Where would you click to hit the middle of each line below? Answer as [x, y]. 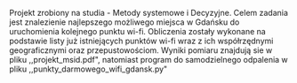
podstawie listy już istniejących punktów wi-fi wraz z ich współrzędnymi [141, 41]
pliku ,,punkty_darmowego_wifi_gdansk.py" [88, 69]
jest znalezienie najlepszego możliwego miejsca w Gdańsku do [124, 22]
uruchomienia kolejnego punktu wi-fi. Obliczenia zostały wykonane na [138, 31]
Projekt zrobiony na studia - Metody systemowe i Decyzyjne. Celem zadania [149, 13]
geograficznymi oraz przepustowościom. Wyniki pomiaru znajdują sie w [141, 50]
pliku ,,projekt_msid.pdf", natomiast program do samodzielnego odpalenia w [149, 60]
